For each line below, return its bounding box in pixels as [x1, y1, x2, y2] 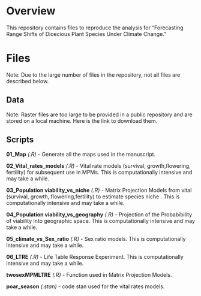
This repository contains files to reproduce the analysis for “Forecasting [6, 24, 184, 31]
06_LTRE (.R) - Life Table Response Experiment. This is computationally [6, 253, 184, 260]
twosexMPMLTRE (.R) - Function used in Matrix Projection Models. [6, 271, 172, 278]
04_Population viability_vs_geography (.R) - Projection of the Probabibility [6, 211, 193, 218]
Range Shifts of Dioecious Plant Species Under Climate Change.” [6, 30, 167, 37]
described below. [6, 77, 49, 84]
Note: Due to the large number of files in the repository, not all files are [6, 71, 181, 78]
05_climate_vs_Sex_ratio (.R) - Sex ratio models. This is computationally [6, 235, 186, 242]
